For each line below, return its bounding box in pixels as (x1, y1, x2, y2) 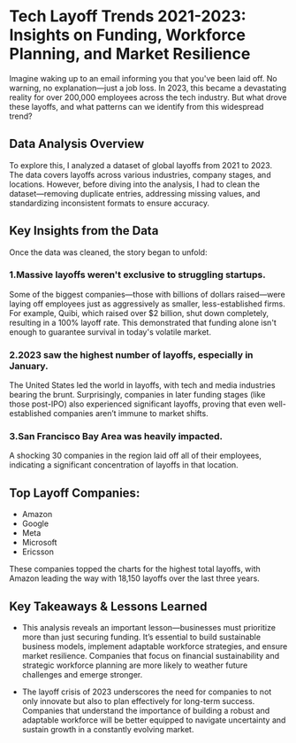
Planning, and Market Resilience (9, 44, 251, 64)
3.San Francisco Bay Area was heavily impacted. (9, 430, 224, 443)
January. (9, 360, 49, 372)
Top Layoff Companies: (9, 485, 140, 500)
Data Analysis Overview (9, 136, 145, 151)
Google (21, 518, 49, 529)
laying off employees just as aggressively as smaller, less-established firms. (9, 298, 285, 309)
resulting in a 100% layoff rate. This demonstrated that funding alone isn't (9, 317, 277, 328)
